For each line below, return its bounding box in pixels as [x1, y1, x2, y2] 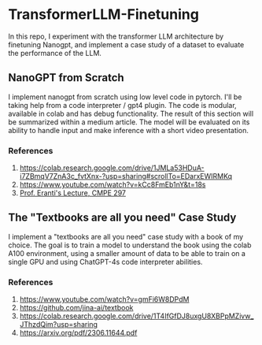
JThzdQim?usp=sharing [19, 320, 98, 329]
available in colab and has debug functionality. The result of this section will [8, 109, 254, 118]
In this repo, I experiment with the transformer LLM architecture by [8, 32, 224, 41]
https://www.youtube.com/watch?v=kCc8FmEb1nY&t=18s [19, 180, 206, 190]
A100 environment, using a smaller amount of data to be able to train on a [8, 248, 246, 258]
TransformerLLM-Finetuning [8, 6, 199, 24]
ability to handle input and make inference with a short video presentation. [8, 125, 249, 135]
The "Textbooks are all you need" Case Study [8, 211, 237, 224]
